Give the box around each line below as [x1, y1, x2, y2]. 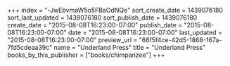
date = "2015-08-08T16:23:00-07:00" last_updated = [68, 28, 223, 37]
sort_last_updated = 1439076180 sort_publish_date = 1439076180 [7, 13, 198, 22]
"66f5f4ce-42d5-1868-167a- [139, 36, 222, 44]
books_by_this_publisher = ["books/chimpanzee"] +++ [7, 51, 165, 59]
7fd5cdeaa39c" [7, 44, 53, 51]
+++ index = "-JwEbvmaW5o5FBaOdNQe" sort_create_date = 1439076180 [7, 6, 224, 14]
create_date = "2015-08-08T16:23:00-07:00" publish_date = [7, 21, 183, 29]
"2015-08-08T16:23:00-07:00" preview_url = [7, 36, 138, 44]
